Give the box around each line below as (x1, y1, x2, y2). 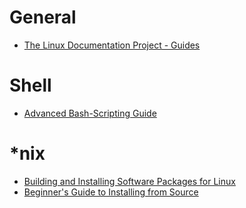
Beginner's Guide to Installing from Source (23, 186, 199, 198)
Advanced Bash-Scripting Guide (23, 107, 157, 119)
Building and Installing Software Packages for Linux (23, 175, 236, 187)
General (9, 6, 77, 29)
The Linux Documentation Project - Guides (23, 39, 201, 51)
